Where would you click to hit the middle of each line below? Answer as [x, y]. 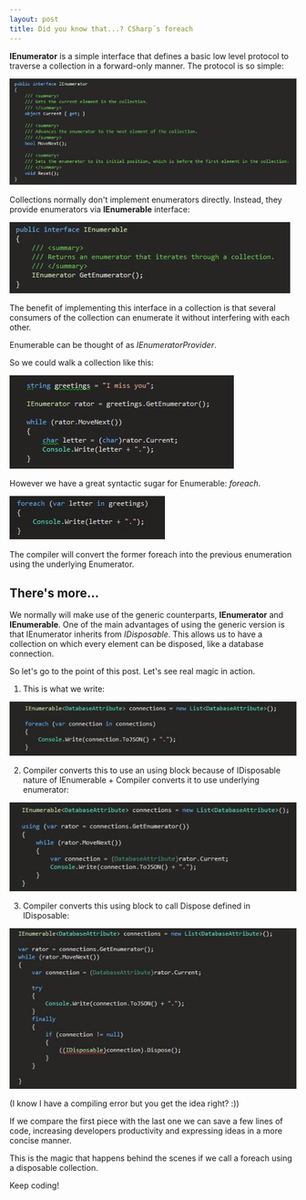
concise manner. [41, 1141]
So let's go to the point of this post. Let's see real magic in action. [133, 672]
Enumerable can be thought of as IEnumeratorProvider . [113, 345]
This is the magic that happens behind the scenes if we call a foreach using [151, 1158]
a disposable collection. [54, 1168]
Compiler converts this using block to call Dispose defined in [137, 906]
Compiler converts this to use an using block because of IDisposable [151, 770]
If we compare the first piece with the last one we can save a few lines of [147, 1122]
